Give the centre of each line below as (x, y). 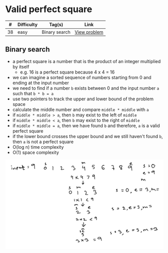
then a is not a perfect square (43, 142)
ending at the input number (41, 83)
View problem (89, 32)
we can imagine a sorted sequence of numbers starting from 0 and (82, 77)
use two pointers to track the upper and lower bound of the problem (83, 99)
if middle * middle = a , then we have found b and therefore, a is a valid (86, 125)
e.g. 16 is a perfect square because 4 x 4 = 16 (67, 72)
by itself (21, 67)
